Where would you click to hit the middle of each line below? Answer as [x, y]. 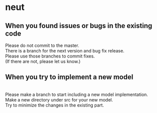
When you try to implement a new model [69, 77]
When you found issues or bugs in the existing [79, 26]
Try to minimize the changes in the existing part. [55, 105]
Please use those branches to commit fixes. [50, 56]
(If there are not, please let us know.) [43, 61]
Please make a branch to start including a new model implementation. [77, 94]
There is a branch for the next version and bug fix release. [65, 51]
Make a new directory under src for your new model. [59, 99]
